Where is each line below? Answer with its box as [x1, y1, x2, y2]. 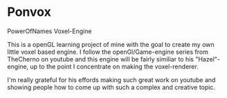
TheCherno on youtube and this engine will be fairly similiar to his [7, 55, 194, 63]
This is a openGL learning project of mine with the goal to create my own [7, 40, 215, 48]
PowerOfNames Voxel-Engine [7, 27, 92, 35]
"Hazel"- [194, 55, 220, 63]
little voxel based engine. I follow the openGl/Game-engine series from [7, 48, 209, 56]
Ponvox [7, 4, 52, 20]
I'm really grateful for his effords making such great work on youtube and [7, 75, 216, 84]
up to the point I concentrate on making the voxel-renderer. [30, 62, 199, 70]
